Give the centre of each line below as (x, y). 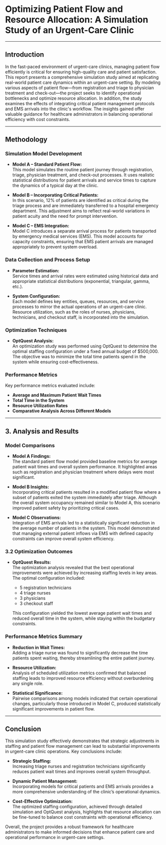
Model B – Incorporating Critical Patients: (55, 195)
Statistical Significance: (37, 693)
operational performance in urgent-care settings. (55, 838)
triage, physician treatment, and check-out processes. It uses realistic (83, 175)
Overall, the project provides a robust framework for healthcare (70, 827)
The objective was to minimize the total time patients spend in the (79, 357)
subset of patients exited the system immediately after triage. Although (84, 498)
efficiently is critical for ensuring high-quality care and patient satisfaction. (81, 72)
